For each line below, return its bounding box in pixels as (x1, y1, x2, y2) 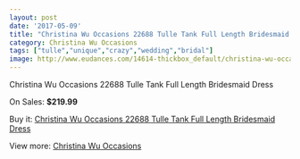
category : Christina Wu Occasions (9, 38, 138, 47)
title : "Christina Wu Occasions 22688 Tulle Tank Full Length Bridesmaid (9, 29, 290, 38)
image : (9, 54, 34, 63)
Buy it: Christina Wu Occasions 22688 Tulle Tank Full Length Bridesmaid (9, 113, 276, 124)
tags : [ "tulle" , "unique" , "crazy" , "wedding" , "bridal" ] (9, 46, 214, 55)
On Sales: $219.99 (9, 96, 79, 107)
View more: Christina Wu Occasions (9, 140, 142, 151)
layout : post (9, 13, 58, 22)
